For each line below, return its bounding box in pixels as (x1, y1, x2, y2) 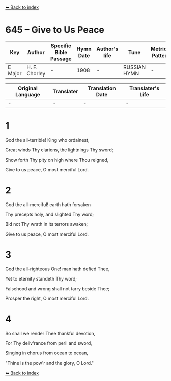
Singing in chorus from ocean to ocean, (5, 350, 88, 356)
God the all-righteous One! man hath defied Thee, (5, 266, 110, 272)
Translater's (129, 85, 159, 92)
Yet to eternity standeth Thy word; (5, 275, 77, 282)
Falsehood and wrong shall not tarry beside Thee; (5, 285, 110, 292)
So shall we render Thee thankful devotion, (5, 330, 96, 336)
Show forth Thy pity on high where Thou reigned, (5, 157, 109, 163)
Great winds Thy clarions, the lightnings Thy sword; (5, 147, 113, 153)
